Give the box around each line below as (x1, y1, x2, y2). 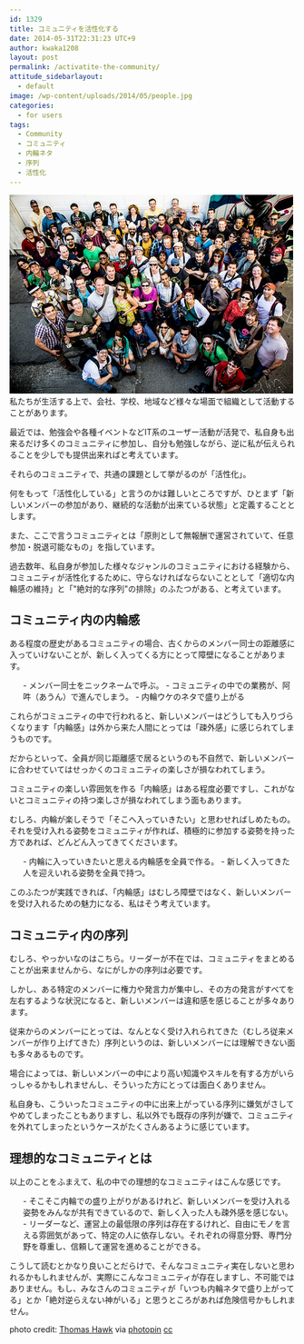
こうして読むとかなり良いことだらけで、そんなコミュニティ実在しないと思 (9, 1260, 288, 1271)
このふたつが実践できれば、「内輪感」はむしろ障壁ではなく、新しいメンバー (9, 887, 292, 898)
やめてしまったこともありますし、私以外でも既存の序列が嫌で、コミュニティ (9, 1110, 295, 1121)
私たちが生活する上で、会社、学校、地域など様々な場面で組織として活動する (9, 395, 296, 406)
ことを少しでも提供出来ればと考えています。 (16, 449, 183, 460)
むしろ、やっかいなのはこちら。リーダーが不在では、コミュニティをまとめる (9, 953, 296, 964)
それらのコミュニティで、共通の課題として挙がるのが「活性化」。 (9, 468, 251, 479)
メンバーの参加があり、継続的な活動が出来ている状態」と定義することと (25, 499, 296, 510)
